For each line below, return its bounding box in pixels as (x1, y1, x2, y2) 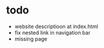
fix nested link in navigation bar (14, 29, 91, 36)
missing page (14, 35, 48, 42)
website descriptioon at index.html (14, 23, 99, 30)
